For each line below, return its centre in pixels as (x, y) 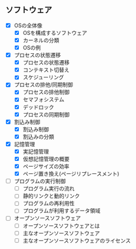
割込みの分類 (38, 137)
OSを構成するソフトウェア (55, 33)
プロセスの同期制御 (46, 114)
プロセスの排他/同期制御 (43, 85)
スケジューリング (43, 77)
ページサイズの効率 (46, 166)
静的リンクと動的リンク (51, 196)
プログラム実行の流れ (49, 189)
